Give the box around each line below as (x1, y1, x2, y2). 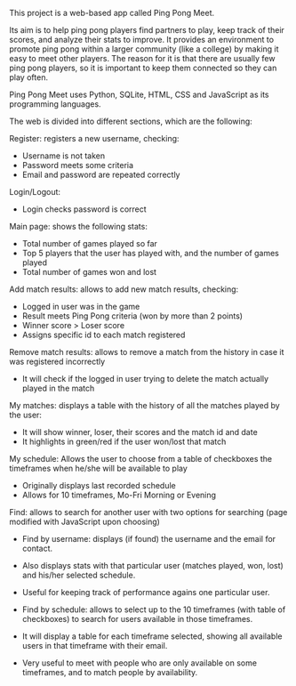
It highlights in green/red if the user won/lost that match (21, 436, 227, 447)
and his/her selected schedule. (21, 569, 136, 580)
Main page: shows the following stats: (9, 222, 148, 231)
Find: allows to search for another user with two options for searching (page (9, 507, 288, 517)
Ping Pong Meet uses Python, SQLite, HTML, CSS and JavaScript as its (9, 89, 269, 100)
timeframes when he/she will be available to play (9, 463, 188, 473)
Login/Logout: (9, 187, 60, 197)
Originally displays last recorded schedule (21, 480, 176, 490)
